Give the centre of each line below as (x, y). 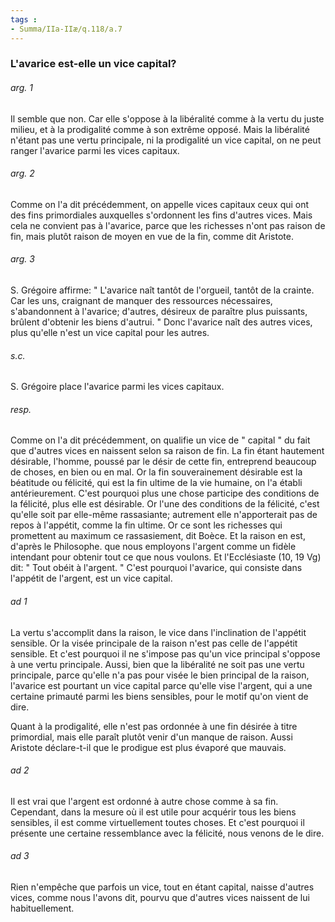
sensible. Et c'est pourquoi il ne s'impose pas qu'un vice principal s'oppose (165, 653)
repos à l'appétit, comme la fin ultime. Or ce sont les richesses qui (146, 525)
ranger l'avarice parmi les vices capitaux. (95, 150)
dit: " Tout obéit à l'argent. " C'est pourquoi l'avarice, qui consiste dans (156, 568)
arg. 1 (21, 88)
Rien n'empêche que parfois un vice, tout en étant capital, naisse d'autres (162, 887)
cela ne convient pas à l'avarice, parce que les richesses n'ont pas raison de (168, 225)
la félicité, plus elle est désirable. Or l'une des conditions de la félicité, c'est (165, 504)
